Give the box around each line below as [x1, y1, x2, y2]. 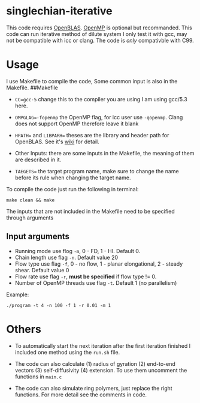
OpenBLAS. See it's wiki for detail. [14, 138, 100, 145]
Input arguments [6, 231, 70, 242]
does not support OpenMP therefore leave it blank [14, 120, 139, 127]
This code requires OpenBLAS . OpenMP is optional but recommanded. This [6, 24, 193, 31]
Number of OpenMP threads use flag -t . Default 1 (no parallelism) [14, 279, 177, 286]
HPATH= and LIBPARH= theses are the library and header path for [14, 131, 169, 139]
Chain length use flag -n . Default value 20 [14, 254, 119, 261]
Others [6, 322, 42, 336]
